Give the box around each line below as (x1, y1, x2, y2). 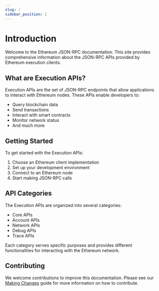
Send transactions (12, 107, 49, 113)
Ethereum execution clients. (5, 59, 61, 65)
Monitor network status (12, 117, 60, 123)
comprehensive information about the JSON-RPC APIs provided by (5, 55, 140, 60)
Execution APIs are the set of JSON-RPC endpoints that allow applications (5, 87, 155, 93)
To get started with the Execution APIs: (5, 150, 84, 156)
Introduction (5, 33, 57, 44)
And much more (12, 122, 45, 128)
